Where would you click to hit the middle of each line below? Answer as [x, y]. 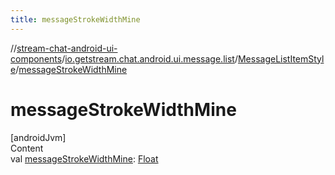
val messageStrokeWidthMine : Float [84, 158]
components [36, 58]
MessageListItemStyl [281, 58]
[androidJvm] [38, 137]
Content [27, 148]
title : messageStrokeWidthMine [75, 19]
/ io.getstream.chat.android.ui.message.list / [149, 58]
